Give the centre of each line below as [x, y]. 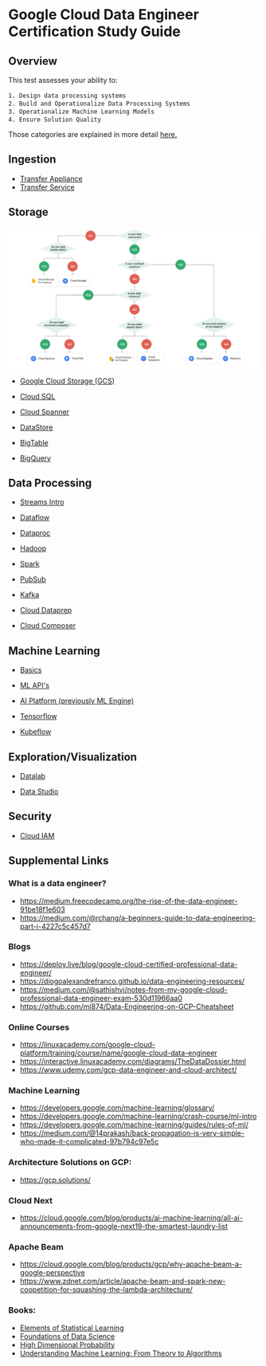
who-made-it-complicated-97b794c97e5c [89, 1142]
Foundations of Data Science [67, 1336]
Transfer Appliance [51, 179]
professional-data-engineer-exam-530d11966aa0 [101, 998]
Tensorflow [38, 716]
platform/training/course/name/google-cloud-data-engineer [118, 1053]
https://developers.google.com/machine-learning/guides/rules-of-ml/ [134, 1125]
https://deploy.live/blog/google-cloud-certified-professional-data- [129, 964]
